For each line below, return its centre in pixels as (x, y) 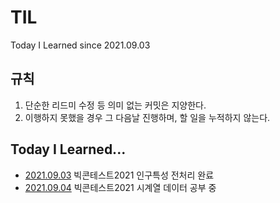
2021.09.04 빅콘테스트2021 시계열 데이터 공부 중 (120, 187)
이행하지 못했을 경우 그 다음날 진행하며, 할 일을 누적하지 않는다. (147, 117)
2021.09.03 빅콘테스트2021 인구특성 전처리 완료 (119, 175)
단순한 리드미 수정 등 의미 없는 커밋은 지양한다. (115, 105)
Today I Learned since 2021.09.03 (80, 45)
